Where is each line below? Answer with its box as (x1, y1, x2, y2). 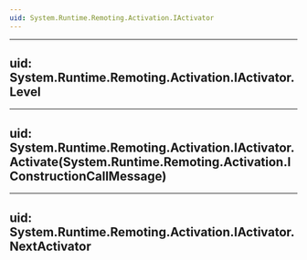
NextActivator (9, 238, 91, 254)
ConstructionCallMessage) (9, 168, 167, 183)
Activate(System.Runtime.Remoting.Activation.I (9, 154, 291, 170)
